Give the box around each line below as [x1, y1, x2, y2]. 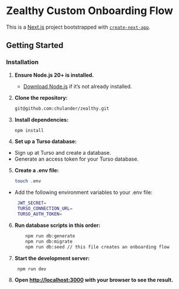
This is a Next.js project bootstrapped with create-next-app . [6, 23, 151, 30]
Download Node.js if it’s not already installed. [23, 83, 132, 90]
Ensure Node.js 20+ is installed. [14, 72, 94, 79]
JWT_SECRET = [17, 200, 47, 206]
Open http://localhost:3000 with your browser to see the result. [14, 277, 174, 284]
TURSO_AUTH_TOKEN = [17, 211, 63, 217]
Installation [6, 58, 39, 66]
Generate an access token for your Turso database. [14, 155, 139, 162]
